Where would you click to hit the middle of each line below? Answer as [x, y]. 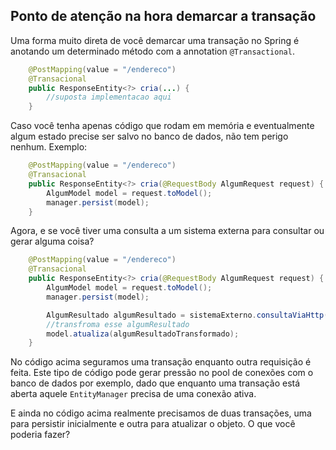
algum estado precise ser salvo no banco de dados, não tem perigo [149, 136]
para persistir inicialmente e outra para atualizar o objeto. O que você [153, 424]
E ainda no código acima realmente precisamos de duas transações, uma [161, 413]
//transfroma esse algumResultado [118, 324]
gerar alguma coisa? [52, 241]
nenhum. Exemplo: [49, 147]
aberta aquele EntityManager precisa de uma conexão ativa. [133, 394]
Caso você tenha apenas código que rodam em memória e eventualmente [162, 126]
